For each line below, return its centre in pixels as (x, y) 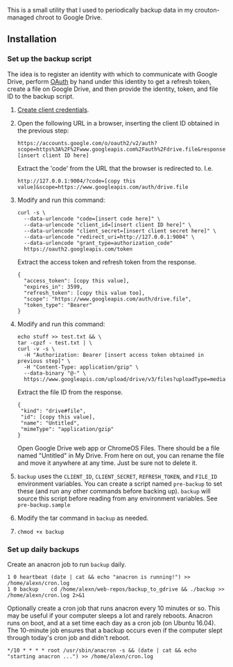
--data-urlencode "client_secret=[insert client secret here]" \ (120, 231)
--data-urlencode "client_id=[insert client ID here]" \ (108, 225)
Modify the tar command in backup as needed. (83, 518)
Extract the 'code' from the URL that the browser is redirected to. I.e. (115, 168)
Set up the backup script (50, 59)
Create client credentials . (53, 110)
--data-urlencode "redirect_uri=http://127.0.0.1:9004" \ (109, 237)
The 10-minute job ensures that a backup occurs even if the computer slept (115, 630)
